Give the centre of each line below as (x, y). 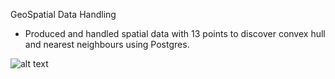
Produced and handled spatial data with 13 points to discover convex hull (175, 33)
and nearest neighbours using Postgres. (107, 44)
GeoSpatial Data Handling (63, 14)
